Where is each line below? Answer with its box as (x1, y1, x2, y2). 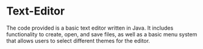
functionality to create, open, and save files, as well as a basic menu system (6, 30, 198, 38)
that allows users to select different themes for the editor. (6, 37, 151, 44)
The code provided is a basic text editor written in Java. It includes (6, 24, 174, 31)
